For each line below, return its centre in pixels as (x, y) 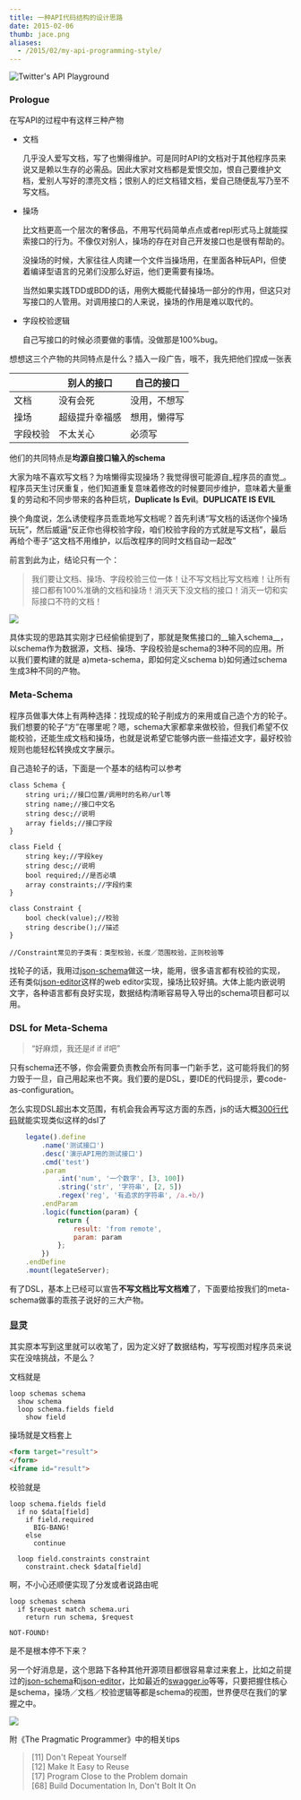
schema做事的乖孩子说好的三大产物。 (79, 1300)
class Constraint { (46, 908)
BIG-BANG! (51, 1527)
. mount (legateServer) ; (68, 1271)
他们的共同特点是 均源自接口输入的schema (87, 458)
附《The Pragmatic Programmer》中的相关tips (95, 1739)
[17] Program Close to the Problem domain (109, 1776)
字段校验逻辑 (46, 321)
